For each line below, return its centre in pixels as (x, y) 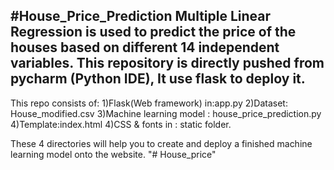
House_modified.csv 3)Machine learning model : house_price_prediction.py (166, 113)
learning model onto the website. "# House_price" (113, 154)
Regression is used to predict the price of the (153, 32)
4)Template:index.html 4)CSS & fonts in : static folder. (121, 124)
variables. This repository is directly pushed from (167, 63)
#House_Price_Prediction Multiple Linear (141, 16)
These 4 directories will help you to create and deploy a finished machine (161, 143)
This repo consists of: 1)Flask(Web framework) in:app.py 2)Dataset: (149, 103)
